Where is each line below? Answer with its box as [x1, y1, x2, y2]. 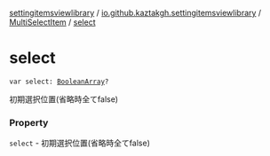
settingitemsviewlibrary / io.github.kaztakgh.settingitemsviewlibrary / [9, 8, 262, 18]
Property [9, 116, 49, 129]
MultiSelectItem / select [9, 17, 96, 27]
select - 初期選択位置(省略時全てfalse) [9, 137, 151, 149]
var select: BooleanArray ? [9, 77, 109, 86]
